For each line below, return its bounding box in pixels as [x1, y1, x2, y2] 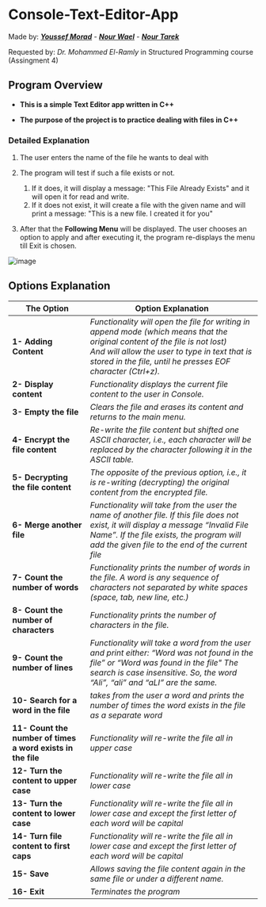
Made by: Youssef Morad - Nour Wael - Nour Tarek [8, 32, 180, 41]
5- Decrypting [12, 472, 69, 483]
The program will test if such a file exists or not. [19, 168, 176, 178]
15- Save [12, 868, 49, 879]
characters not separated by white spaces [89, 581, 249, 592]
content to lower [12, 807, 76, 818]
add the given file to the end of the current [89, 539, 248, 550]
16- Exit [12, 886, 45, 897]
